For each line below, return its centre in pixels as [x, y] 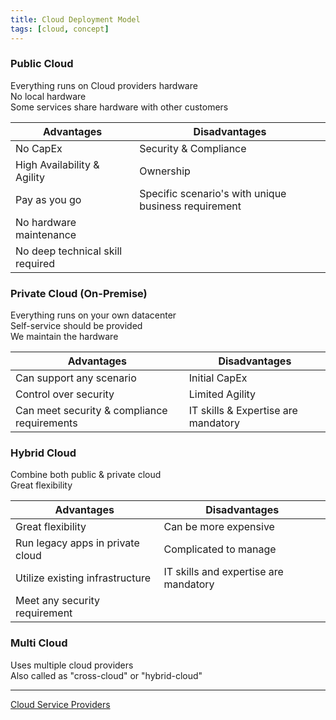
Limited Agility [222, 394]
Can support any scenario [76, 378]
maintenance [46, 234]
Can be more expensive [219, 527]
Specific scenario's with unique [213, 193]
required [35, 263]
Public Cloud [42, 64]
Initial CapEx [218, 378]
